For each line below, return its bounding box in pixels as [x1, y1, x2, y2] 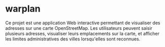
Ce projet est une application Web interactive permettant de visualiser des [5, 20, 160, 26]
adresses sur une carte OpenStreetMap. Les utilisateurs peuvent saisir [5, 25, 153, 31]
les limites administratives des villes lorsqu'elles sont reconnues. [5, 36, 141, 42]
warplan [5, 3, 41, 15]
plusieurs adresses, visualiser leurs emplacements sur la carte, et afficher [5, 30, 160, 36]
